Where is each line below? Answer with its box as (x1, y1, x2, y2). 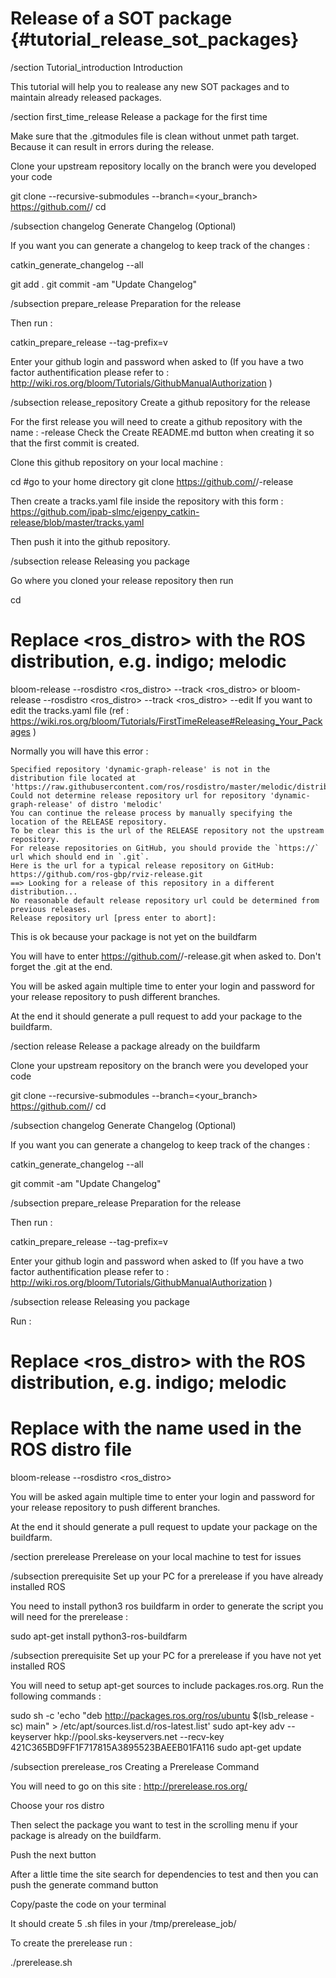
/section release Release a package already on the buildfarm (10, 1040, 261, 1052)
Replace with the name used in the (10, 1417, 302, 1440)
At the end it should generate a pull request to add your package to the (10, 1010, 303, 1022)
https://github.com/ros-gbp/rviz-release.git (10, 869, 203, 879)
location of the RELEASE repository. (10, 817, 168, 827)
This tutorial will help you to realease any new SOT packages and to (10, 80, 290, 92)
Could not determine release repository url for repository (10, 790, 267, 801)
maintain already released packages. (10, 91, 162, 103)
